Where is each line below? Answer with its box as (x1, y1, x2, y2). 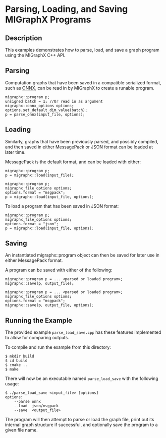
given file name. (5, 427, 38, 433)
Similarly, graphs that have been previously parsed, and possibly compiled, (5, 138, 159, 144)
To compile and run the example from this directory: (5, 344, 111, 350)
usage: (5, 381, 19, 387)
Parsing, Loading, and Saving (5, 3, 128, 15)
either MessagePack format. (5, 257, 63, 263)
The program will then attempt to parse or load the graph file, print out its (5, 417, 155, 423)
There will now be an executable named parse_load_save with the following (5, 375, 159, 381)
